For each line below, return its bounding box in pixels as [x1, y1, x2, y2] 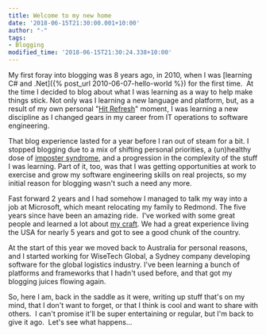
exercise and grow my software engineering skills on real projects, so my [8, 170, 247, 179]
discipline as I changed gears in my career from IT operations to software [8, 113, 249, 121]
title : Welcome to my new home [8, 11, 112, 20]
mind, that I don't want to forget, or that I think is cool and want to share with [8, 301, 259, 310]
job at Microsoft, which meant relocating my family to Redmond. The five [8, 202, 246, 211]
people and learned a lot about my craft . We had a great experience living [8, 219, 249, 229]
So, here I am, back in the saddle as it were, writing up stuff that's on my [8, 292, 245, 302]
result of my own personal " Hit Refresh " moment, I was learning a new [8, 104, 238, 114]
